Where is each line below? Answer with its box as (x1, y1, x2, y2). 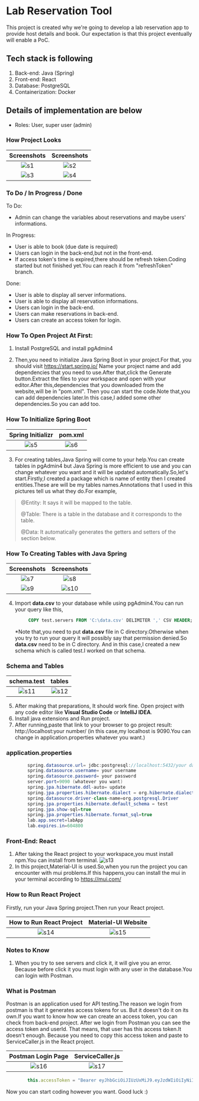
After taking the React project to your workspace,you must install (14, 851, 174, 858)
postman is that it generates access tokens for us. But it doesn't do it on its (6, 1007, 189, 1014)
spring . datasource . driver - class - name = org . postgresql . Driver (27, 795, 179, 801)
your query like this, (14, 606, 63, 613)
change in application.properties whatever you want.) (14, 734, 146, 741)
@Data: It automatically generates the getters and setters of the (20, 528, 176, 535)
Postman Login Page (9, 1052, 69, 1061)
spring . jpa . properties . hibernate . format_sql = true (27, 812, 152, 818)
